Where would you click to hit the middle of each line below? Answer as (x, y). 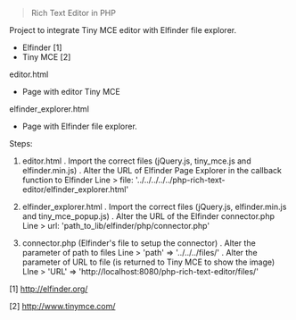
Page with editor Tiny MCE (71, 92)
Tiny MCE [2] (46, 57)
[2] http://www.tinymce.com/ (62, 306)
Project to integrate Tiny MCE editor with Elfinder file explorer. (123, 30)
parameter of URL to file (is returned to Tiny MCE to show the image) (148, 262)
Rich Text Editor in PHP (73, 13)
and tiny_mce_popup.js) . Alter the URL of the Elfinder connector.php (148, 216)
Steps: (21, 143)
